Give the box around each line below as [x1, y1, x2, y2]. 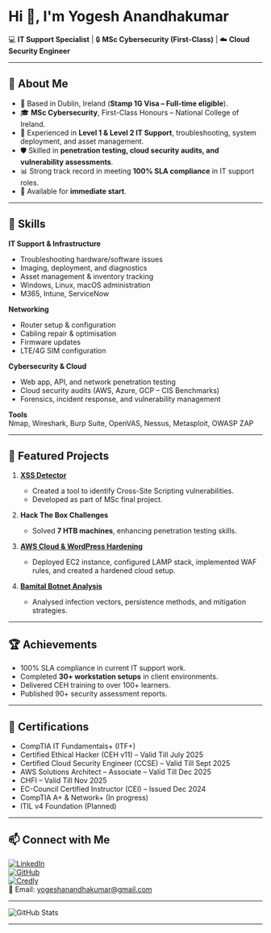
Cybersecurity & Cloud [8, 361, 87, 370]
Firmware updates [19, 337, 81, 346]
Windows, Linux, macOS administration [19, 280, 151, 290]
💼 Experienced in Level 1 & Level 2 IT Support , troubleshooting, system [19, 128, 256, 137]
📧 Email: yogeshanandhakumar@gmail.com [8, 884, 152, 894]
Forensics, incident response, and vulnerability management [19, 394, 221, 404]
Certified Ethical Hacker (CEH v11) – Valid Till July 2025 [19, 750, 204, 759]
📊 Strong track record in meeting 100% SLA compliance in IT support [19, 165, 255, 176]
